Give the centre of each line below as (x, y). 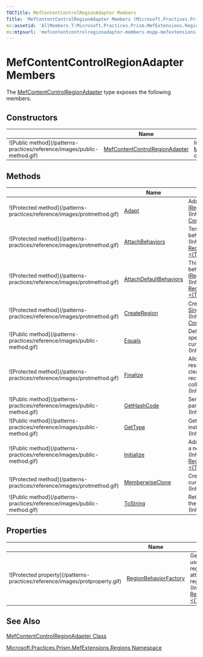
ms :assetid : (21, 25)
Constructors (32, 118)
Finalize (134, 375)
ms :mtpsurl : (21, 32)
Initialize (134, 455)
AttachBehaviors (145, 242)
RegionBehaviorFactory (156, 578)
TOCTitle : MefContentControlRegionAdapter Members (71, 13)
